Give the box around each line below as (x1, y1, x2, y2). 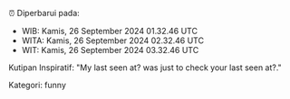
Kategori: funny (8, 80, 67, 90)
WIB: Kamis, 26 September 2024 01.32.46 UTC (21, 26, 198, 36)
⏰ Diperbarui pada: (8, 8, 81, 18)
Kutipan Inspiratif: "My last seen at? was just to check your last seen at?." (8, 62, 282, 73)
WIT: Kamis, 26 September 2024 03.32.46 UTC (21, 45, 199, 55)
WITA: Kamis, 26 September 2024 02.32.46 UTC (21, 35, 205, 46)
